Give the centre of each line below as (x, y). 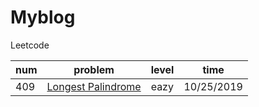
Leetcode (30, 45)
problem (94, 69)
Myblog (43, 17)
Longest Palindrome (94, 86)
